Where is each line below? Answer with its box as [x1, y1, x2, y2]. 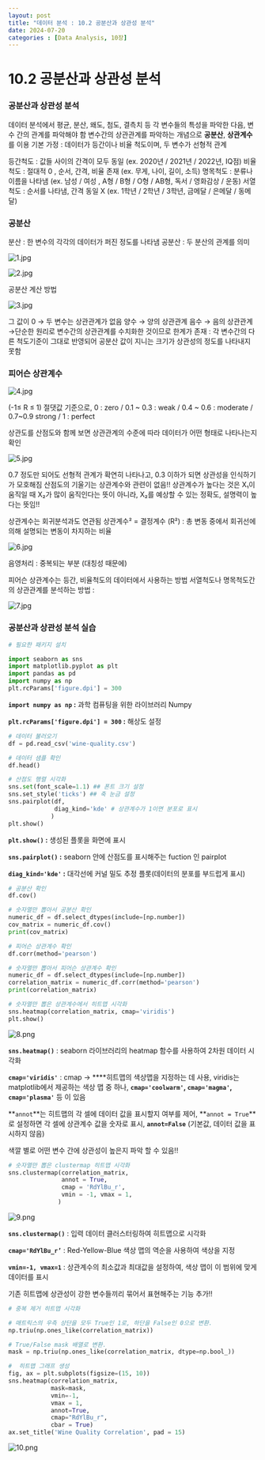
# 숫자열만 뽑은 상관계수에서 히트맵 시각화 [8, 1000, 127, 1008]
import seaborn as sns [8, 655, 83, 663]
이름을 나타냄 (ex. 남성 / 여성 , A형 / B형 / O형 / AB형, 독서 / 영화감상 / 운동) [8, 176, 241, 186]
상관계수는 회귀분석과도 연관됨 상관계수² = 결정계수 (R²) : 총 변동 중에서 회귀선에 [8, 516, 256, 526]
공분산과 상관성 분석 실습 [8, 622, 97, 634]
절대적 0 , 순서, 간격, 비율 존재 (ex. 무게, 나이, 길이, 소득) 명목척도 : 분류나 [26, 166, 253, 176]
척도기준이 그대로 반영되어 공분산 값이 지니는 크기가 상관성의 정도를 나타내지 [16, 337, 252, 346]
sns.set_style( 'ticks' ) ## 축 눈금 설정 [8, 790, 135, 799]
